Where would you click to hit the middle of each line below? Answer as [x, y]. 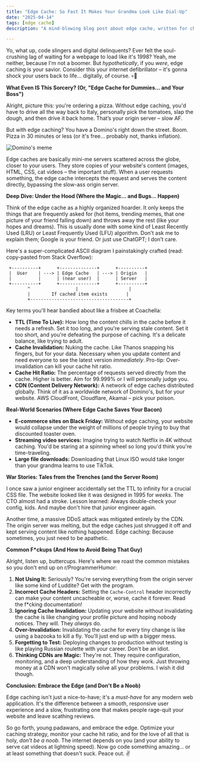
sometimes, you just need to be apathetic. [57, 538]
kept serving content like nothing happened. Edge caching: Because [90, 532]
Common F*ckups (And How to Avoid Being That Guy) [74, 550]
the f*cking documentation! [48, 604]
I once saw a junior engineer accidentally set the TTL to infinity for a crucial [99, 489]
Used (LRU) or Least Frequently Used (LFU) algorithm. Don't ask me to [93, 233]
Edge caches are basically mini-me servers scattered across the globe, [93, 159]
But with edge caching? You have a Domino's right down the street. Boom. [97, 130]
